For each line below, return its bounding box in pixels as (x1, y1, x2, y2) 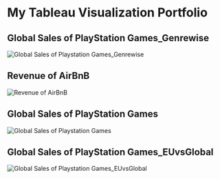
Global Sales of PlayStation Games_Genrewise (7, 32, 210, 44)
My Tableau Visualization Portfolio (7, 5, 208, 21)
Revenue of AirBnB (7, 70, 90, 82)
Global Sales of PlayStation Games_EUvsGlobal (7, 146, 214, 158)
